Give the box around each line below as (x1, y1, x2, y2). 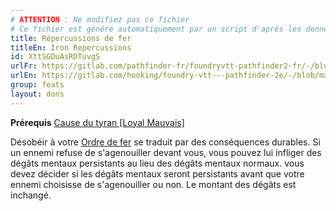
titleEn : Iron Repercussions (10, 42, 132, 53)
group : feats (10, 80, 65, 90)
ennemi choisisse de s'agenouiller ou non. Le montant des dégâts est (10, 178, 297, 190)
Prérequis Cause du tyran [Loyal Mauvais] (10, 116, 185, 128)
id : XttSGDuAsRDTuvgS (10, 52, 101, 62)
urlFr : (10, 61, 38, 71)
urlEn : (10, 71, 38, 81)
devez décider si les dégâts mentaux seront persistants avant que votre (10, 167, 305, 180)
